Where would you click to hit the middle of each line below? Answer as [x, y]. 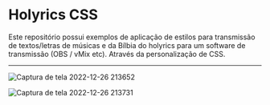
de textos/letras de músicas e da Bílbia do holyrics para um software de [127, 45]
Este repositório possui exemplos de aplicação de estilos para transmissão [132, 37]
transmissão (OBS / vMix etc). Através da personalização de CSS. [117, 54]
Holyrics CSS [53, 15]
